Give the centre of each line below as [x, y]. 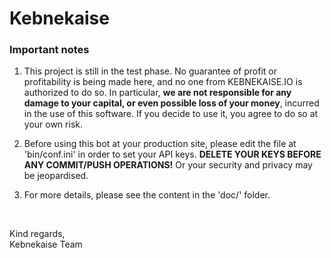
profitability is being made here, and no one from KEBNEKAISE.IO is [163, 82]
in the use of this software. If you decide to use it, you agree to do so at [171, 114]
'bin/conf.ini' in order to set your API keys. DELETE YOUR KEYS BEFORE [172, 154]
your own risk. [53, 124]
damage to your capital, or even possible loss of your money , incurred [171, 103]
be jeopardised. [56, 176]
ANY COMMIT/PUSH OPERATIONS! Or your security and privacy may [168, 165]
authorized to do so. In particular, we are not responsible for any [157, 93]
